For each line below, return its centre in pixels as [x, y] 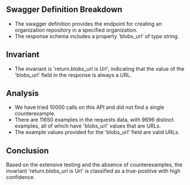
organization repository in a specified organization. [76, 30]
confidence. [21, 177]
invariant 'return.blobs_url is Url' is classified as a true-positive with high [93, 171]
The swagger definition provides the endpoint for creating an [88, 23]
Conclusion [28, 151]
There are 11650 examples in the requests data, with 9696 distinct [94, 120]
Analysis [23, 93]
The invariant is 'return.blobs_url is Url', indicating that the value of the [99, 68]
